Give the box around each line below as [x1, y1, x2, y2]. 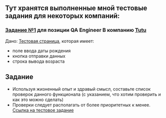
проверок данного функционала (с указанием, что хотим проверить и [12, 91, 161, 97]
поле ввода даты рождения [12, 47, 71, 54]
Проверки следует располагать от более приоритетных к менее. [12, 102, 151, 108]
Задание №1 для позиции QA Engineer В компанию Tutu [5, 27, 147, 34]
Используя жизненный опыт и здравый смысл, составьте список [12, 86, 151, 92]
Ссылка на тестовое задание [12, 107, 74, 113]
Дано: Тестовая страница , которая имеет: [5, 38, 94, 44]
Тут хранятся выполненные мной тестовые [5, 4, 148, 12]
